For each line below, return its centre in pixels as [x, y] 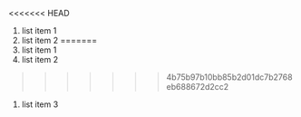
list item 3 [40, 104]
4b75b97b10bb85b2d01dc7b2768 [229, 77]
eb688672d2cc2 [198, 87]
